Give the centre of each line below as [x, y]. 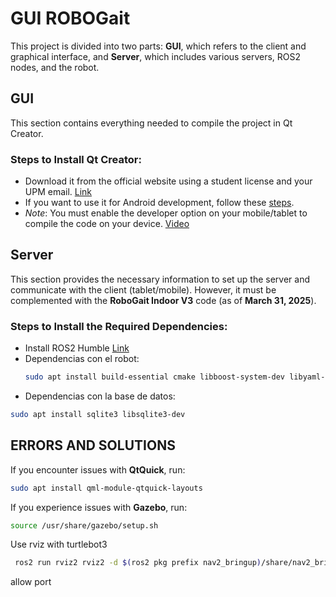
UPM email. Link [58, 192]
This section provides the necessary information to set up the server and [160, 279]
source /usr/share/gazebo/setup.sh [84, 525]
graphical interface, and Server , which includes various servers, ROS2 [156, 56]
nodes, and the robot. [55, 67]
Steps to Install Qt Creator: [76, 159]
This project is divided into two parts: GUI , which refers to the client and [158, 46]
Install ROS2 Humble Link [77, 348]
